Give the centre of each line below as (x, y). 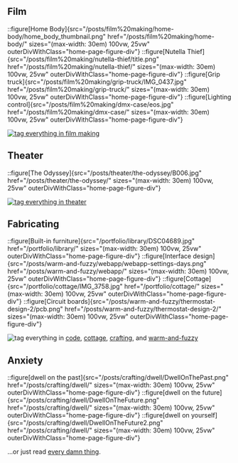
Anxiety (25, 360)
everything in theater (56, 201)
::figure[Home (28, 28)
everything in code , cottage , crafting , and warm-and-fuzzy (112, 338)
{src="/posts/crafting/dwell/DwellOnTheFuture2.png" (85, 423)
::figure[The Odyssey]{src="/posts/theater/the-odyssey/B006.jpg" (105, 173)
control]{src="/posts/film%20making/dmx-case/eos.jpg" (91, 104)
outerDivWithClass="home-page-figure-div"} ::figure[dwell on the (104, 393)
